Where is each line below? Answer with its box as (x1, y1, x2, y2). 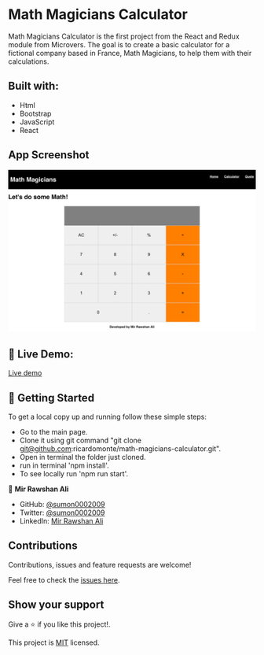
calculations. (8, 57, 49, 66)
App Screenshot (8, 148, 90, 162)
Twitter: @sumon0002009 (19, 508, 105, 517)
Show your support (8, 598, 104, 612)
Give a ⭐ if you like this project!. (8, 620, 111, 629)
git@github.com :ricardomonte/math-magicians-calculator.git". (19, 443, 222, 453)
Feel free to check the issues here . (8, 575, 120, 584)
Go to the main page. (19, 427, 88, 436)
